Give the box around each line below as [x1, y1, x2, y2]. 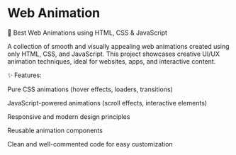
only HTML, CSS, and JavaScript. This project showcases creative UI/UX [7, 50, 220, 58]
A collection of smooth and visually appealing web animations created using [7, 42, 230, 50]
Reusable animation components [7, 126, 103, 134]
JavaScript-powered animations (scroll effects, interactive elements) [7, 98, 208, 107]
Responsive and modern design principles [7, 112, 130, 121]
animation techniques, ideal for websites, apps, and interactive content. [7, 57, 216, 65]
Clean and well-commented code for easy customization [7, 139, 173, 148]
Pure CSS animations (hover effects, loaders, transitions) [7, 85, 174, 93]
